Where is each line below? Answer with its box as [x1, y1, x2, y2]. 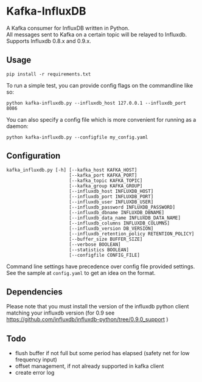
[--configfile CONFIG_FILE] [69, 252, 140, 258]
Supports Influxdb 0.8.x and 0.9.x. [6, 37, 91, 44]
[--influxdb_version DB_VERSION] [69, 225, 154, 232]
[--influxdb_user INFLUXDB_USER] [69, 199, 154, 205]
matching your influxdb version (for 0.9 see [6, 309, 115, 317]
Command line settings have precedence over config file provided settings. [6, 263, 195, 270]
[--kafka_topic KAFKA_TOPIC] [69, 178, 143, 184]
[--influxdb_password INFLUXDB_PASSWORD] [69, 204, 175, 210]
